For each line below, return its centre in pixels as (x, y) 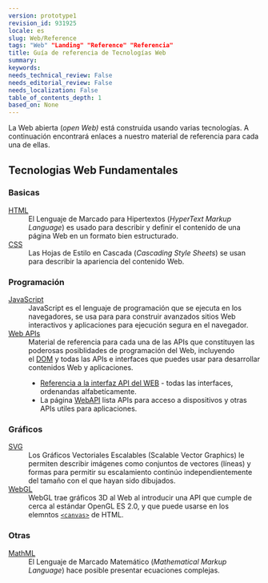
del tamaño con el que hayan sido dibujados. (102, 480)
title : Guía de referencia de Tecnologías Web (87, 53)
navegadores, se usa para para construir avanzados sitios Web (132, 316)
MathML (22, 553)
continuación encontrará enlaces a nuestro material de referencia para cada (134, 136)
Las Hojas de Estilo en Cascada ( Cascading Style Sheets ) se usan (137, 252)
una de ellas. (29, 145)
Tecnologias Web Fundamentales (93, 170)
